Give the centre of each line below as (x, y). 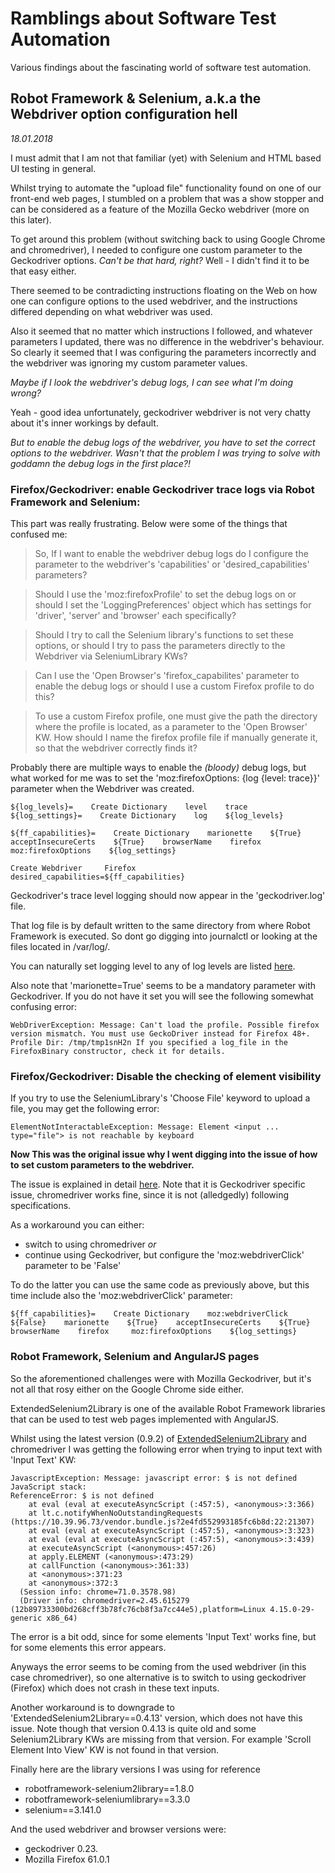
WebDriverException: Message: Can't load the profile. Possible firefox (165, 1025)
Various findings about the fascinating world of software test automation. (161, 67)
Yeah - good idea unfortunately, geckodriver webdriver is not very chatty (161, 412)
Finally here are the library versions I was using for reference (135, 1769)
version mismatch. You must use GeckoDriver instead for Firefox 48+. (160, 1034)
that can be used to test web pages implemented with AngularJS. (145, 1419)
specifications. (41, 1206)
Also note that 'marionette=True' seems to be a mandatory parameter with (163, 986)
